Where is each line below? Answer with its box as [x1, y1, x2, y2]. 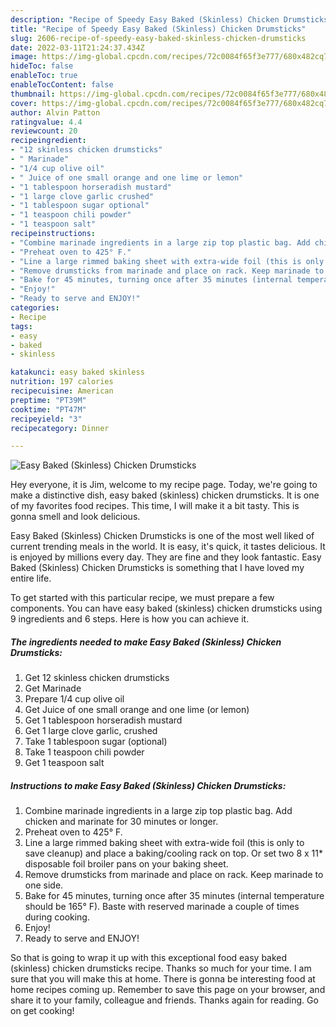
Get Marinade [24, 682, 82, 695]
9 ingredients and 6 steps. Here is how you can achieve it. [10, 613, 250, 625]
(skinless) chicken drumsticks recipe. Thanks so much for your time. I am [10, 962, 312, 975]
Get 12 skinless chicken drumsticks [24, 672, 170, 684]
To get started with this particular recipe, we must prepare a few [10, 592, 275, 604]
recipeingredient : [10, 136, 87, 146]
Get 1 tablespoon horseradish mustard [24, 714, 183, 726]
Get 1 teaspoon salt [24, 757, 105, 769]
